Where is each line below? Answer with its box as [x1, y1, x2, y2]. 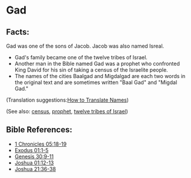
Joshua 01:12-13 [14, 159, 54, 166]
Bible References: [6, 125, 72, 135]
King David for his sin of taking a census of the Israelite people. [14, 66, 169, 73]
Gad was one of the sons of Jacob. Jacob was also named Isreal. [6, 42, 165, 49]
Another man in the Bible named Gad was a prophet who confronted [14, 60, 180, 67]
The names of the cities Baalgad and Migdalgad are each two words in [14, 73, 186, 79]
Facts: [6, 27, 29, 37]
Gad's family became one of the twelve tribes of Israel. [14, 54, 148, 61]
